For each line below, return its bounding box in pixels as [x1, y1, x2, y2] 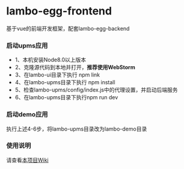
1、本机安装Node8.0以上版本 [14, 56, 87, 64]
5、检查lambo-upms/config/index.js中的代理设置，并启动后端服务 [14, 86, 178, 94]
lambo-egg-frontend [6, 4, 112, 18]
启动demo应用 [6, 110, 48, 118]
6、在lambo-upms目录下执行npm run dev [14, 94, 118, 101]
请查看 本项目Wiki [6, 156, 49, 164]
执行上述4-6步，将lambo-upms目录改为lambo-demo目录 [6, 125, 147, 132]
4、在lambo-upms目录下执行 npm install [14, 79, 115, 86]
